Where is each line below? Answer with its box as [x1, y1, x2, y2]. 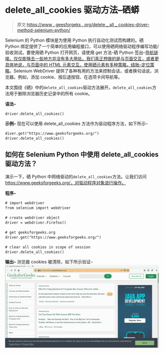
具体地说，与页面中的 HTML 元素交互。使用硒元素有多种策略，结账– [5, 62, 142, 68]
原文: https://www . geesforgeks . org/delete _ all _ [17, 22, 118, 27]
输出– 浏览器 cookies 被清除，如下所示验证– [5, 258, 93, 265]
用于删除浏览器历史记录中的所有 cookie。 [9, 90, 93, 96]
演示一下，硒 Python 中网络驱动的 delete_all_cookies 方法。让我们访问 [5, 174, 147, 179]
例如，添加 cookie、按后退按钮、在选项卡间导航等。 [18, 74, 123, 80]
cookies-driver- [118, 22, 150, 27]
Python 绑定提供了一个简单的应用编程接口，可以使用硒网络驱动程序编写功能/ [5, 43, 159, 49]
